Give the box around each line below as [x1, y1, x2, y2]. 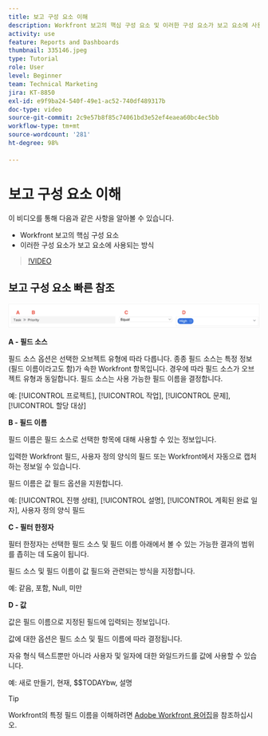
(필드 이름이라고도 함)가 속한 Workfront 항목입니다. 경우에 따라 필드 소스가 [8, 364, 240, 374]
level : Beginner [8, 72, 62, 80]
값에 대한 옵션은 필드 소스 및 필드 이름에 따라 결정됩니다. [8, 634, 183, 644]
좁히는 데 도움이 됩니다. [16, 549, 89, 559]
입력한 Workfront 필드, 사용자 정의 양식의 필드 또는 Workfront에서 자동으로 [8, 451, 242, 462]
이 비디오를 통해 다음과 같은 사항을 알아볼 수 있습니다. [8, 213, 174, 222]
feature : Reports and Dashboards [8, 38, 120, 46]
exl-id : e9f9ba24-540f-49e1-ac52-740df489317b [8, 96, 166, 105]
